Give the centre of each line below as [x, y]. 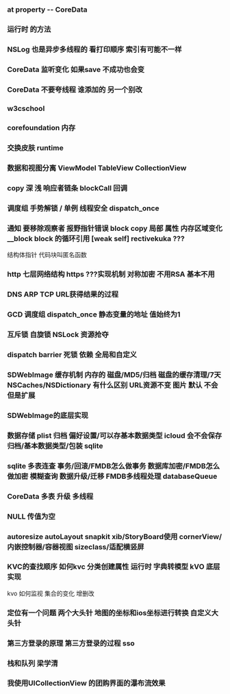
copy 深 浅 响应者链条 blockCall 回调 [67, 188]
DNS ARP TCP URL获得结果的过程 [63, 295]
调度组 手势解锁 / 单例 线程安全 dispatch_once [83, 208]
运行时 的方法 [29, 29]
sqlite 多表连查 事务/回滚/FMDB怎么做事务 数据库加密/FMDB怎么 [114, 466]
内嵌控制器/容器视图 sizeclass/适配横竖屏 [76, 547]
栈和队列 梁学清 [33, 663]
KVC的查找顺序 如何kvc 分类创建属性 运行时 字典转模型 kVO [106, 567]
